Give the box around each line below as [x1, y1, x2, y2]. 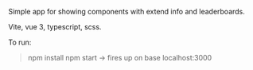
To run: [8, 37, 32, 47]
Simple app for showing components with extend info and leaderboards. [8, 7, 245, 16]
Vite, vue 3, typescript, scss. [8, 22, 102, 31]
